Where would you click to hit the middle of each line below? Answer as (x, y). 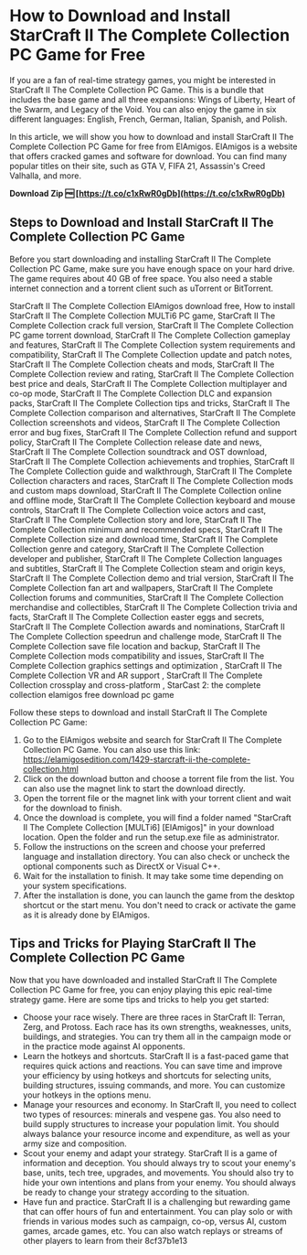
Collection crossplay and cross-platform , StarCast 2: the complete (135, 685)
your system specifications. (74, 885)
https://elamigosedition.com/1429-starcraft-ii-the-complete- (137, 759)
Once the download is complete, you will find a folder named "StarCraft (157, 817)
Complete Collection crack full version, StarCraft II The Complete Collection (152, 325)
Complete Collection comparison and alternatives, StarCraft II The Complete (153, 413)
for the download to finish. (72, 808)
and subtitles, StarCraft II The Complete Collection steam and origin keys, (148, 568)
